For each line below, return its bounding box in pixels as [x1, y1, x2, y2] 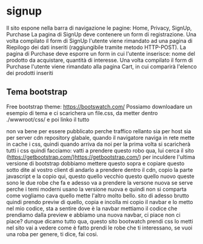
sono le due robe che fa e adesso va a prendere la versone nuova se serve [6, 179, 193, 186]
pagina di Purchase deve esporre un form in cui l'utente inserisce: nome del [6, 50, 196, 57]
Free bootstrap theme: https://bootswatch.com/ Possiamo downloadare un [6, 103, 193, 110]
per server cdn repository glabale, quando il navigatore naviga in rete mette [6, 134, 195, 141]
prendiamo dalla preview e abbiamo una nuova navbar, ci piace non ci [6, 211, 181, 219]
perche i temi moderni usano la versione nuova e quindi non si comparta [6, 185, 187, 193]
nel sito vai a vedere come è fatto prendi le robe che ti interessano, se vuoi [6, 224, 193, 231]
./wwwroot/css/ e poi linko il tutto [6, 116, 90, 123]
